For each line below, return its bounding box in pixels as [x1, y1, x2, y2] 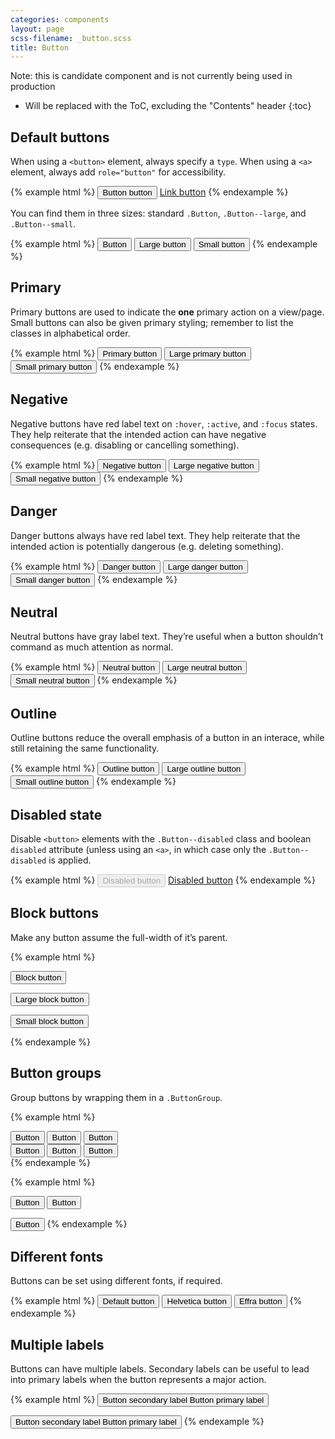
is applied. [48, 854, 92, 866]
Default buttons [10, 129, 110, 146]
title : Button [10, 42, 70, 53]
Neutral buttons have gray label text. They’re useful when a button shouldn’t [10, 631, 324, 643]
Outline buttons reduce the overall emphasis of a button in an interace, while [10, 732, 325, 744]
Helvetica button [166, 1296, 227, 1307]
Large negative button [173, 460, 255, 471]
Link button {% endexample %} [159, 186, 289, 198]
